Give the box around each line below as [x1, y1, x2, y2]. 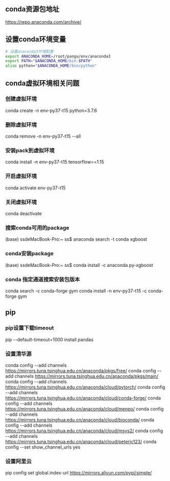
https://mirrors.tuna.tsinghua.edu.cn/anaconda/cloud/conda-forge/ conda [5, 395, 161, 401]
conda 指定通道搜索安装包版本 [5, 276, 80, 283]
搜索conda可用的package [5, 224, 70, 231]
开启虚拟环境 [5, 172, 37, 180]
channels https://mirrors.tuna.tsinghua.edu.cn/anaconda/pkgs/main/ [14, 373, 159, 379]
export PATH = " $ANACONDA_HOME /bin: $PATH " [5, 59, 93, 64]
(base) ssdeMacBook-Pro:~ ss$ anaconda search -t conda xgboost [5, 236, 147, 242]
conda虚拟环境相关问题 [5, 79, 80, 87]
